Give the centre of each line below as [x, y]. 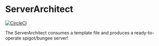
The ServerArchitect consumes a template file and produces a [69, 32]
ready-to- [144, 32]
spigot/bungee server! [45, 38]
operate [13, 38]
